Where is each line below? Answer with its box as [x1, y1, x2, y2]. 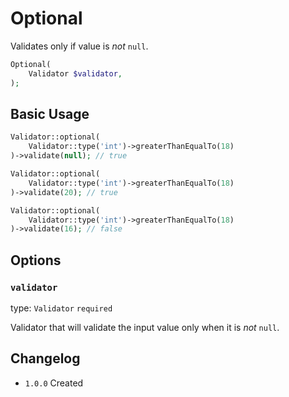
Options [10, 252, 62, 269]
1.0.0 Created [24, 377, 84, 389]
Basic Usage [10, 105, 90, 122]
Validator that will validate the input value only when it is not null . [10, 321, 280, 333]
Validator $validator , [28, 68, 123, 79]
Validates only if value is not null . [10, 40, 149, 52]
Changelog [10, 350, 81, 367]
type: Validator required [10, 302, 113, 314]
